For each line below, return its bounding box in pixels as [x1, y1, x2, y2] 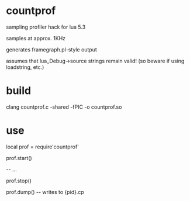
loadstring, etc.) [6, 63, 44, 71]
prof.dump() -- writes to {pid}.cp [6, 188, 85, 195]
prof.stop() [6, 177, 32, 184]
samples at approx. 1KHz [6, 34, 66, 41]
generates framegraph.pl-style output [6, 46, 98, 53]
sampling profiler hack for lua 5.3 [6, 23, 86, 30]
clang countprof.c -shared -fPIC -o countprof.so [6, 103, 122, 110]
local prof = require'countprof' [6, 143, 79, 150]
